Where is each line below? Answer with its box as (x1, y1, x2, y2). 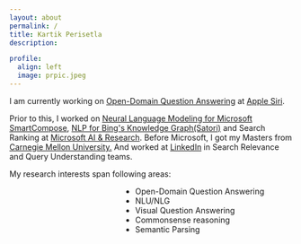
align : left (17, 63, 63, 72)
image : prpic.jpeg (17, 71, 87, 81)
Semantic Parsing (135, 223, 200, 234)
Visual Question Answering (135, 205, 235, 215)
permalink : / (9, 22, 58, 30)
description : (9, 38, 58, 48)
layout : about (9, 13, 63, 22)
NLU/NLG (135, 195, 171, 206)
